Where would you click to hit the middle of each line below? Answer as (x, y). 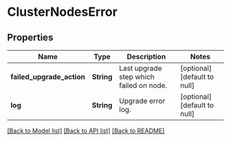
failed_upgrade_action (48, 77)
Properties (30, 37)
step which (137, 77)
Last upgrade (141, 68)
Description (146, 57)
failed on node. (143, 85)
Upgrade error (142, 101)
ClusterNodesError (63, 12)
